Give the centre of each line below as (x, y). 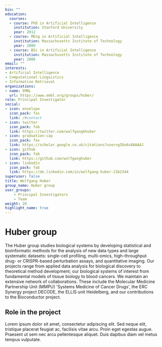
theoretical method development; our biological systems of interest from (77, 271)
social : (13, 104)
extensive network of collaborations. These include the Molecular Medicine (80, 281)
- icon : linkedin (22, 163)
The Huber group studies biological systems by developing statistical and (78, 246)
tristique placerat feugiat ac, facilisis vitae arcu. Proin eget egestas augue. (79, 329)
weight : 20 (16, 204)
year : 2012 (25, 32)
